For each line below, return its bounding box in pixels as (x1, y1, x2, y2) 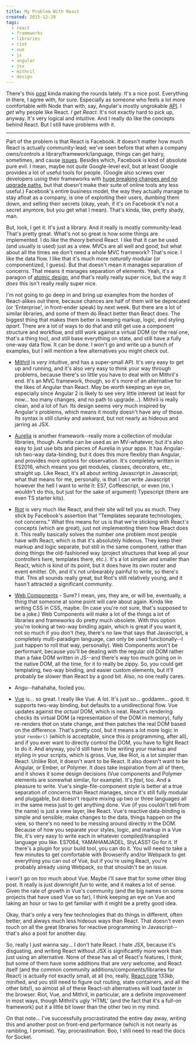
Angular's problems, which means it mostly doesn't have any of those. (14, 408, 184, 416)
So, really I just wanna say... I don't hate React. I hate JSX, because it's (6, 941, 176, 948)
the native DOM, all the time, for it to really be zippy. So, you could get (14, 660, 183, 668)
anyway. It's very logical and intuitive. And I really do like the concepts (6, 115, 175, 122)
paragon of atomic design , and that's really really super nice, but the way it (6, 274, 186, 281)
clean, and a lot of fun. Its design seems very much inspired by (14, 402, 166, 409)
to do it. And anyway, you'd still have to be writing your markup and (14, 745, 177, 753)
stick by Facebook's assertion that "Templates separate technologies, (14, 512, 183, 519)
